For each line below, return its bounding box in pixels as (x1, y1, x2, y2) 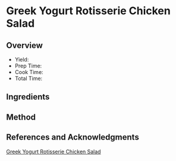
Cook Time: (14, 69, 43, 75)
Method (6, 112, 36, 122)
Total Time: (14, 75, 43, 82)
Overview (6, 40, 43, 50)
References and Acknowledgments (6, 132, 140, 143)
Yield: (14, 56, 29, 63)
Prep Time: (14, 62, 42, 69)
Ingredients (6, 92, 50, 102)
